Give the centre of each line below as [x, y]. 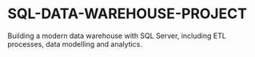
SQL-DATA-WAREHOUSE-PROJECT [127, 14]
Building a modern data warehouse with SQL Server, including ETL [117, 36]
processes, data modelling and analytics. [75, 44]
